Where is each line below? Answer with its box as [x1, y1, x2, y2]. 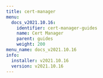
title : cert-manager [6, 8, 56, 15]
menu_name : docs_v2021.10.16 [6, 47, 77, 53]
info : [6, 52, 19, 58]
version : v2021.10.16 [11, 63, 64, 69]
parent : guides [16, 36, 54, 42]
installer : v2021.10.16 [11, 57, 69, 63]
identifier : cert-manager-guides [16, 25, 98, 31]
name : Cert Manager [16, 30, 64, 36]
